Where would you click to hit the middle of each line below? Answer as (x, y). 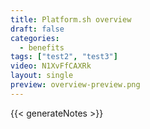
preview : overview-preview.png (75, 85)
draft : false (37, 29)
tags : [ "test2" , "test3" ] (64, 57)
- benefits (42, 47)
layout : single (42, 76)
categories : (35, 38)
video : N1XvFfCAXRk (51, 66)
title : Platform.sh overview (71, 19)
